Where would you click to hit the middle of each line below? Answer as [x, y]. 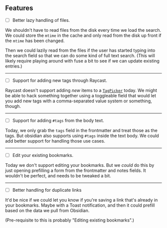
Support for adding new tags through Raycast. [60, 80]
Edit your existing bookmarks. [43, 155]
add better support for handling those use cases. [55, 141]
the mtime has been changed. [35, 40]
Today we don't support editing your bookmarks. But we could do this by [80, 165]
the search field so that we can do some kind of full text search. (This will [80, 55]
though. [13, 106]
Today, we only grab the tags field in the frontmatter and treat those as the [81, 130]
